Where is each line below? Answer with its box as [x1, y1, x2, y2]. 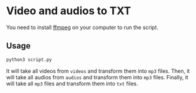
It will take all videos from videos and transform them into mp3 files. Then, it [6, 67, 190, 75]
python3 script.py [6, 56, 52, 63]
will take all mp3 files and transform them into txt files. [6, 80, 139, 87]
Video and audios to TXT [6, 4, 131, 18]
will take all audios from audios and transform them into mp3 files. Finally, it [6, 73, 188, 81]
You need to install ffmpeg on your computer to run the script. [6, 24, 158, 31]
